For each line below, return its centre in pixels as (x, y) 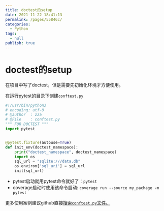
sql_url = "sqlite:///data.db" (47, 161)
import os (25, 157)
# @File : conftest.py (32, 119)
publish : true (20, 43)
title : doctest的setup (29, 10)
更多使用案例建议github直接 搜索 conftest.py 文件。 (58, 203)
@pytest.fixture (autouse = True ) (38, 142)
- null (17, 39)
